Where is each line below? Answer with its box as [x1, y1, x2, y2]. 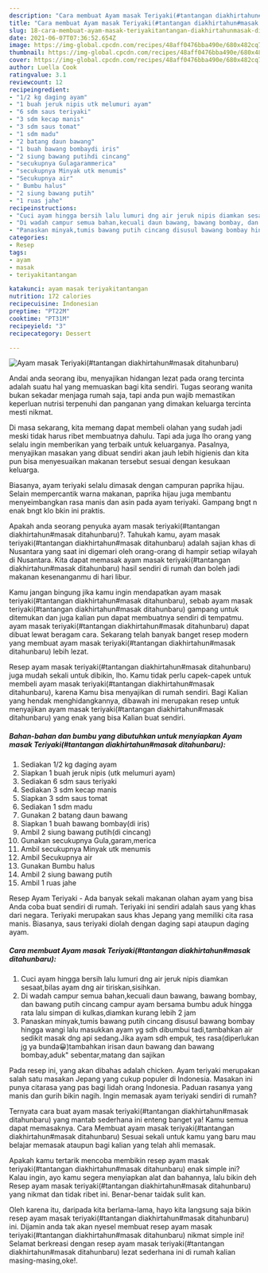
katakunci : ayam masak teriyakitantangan [9, 285, 149, 293]
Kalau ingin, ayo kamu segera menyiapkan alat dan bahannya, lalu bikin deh [9, 1173, 257, 1182]
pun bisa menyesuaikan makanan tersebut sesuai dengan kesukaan [9, 457, 231, 467]
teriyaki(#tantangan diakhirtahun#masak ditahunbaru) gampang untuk [9, 604, 239, 614]
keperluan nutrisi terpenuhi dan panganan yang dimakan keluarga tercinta [9, 399, 251, 408]
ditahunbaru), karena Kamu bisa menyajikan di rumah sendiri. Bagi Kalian [9, 688, 249, 697]
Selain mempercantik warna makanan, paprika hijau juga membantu [9, 489, 231, 498]
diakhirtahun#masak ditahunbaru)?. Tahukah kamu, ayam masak [9, 530, 221, 540]
